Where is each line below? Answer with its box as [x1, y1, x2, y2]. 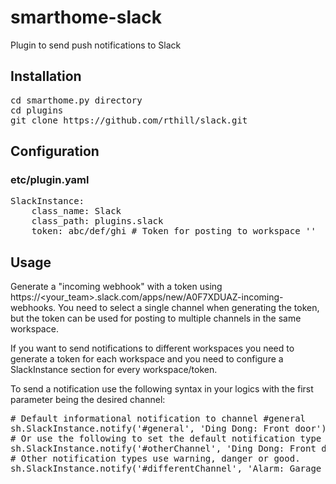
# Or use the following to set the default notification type [10, 433, 322, 445]
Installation [10, 68, 82, 85]
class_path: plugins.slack [31, 216, 164, 227]
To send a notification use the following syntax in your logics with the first [10, 383, 314, 395]
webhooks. [10, 302, 57, 314]
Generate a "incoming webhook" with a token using [10, 281, 223, 293]
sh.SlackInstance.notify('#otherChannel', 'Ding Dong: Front [10, 443, 317, 455]
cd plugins [10, 104, 64, 116]
